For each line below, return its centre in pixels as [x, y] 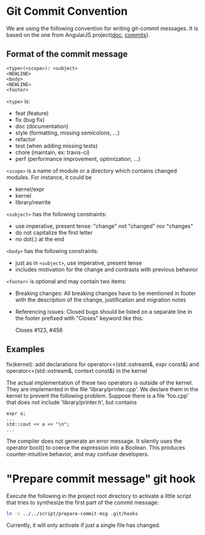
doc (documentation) [42, 126]
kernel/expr [30, 189]
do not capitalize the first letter [54, 232]
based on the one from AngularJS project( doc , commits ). [78, 34]
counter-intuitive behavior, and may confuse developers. [78, 454]
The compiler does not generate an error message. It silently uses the [94, 441]
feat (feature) [32, 113]
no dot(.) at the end [39, 239]
